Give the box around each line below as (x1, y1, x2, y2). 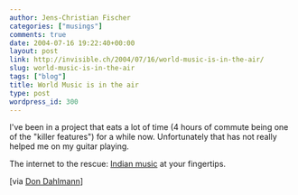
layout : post (9, 47, 59, 56)
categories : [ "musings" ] (9, 22, 103, 31)
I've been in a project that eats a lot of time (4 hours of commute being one (9, 122, 289, 133)
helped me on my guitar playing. (9, 141, 129, 152)
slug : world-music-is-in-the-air (9, 64, 135, 73)
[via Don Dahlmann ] (9, 176, 84, 187)
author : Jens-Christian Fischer (9, 13, 131, 23)
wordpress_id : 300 (9, 97, 79, 107)
